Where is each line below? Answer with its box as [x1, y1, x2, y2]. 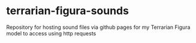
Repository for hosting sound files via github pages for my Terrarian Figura [6, 24, 191, 31]
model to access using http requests [6, 29, 97, 37]
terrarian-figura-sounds [6, 4, 129, 18]
